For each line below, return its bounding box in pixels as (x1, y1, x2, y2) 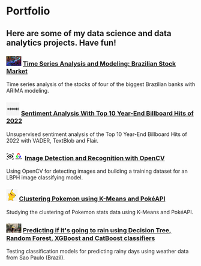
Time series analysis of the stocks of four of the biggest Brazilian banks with (6, 81, 196, 88)
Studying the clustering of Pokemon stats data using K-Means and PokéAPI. (6, 208, 194, 215)
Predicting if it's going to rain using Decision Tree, (23, 226, 172, 235)
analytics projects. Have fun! (6, 37, 117, 48)
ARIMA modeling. (6, 87, 49, 94)
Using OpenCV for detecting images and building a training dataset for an (6, 167, 188, 175)
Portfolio (6, 4, 50, 18)
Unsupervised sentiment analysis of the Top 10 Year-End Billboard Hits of (6, 131, 188, 138)
